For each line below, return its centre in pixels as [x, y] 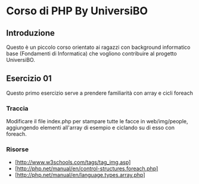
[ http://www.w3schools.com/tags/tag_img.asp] [73, 163]
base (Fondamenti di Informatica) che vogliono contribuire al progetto [91, 54]
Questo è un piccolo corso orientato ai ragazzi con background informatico [98, 47]
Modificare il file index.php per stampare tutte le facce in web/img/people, [97, 121]
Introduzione [31, 33]
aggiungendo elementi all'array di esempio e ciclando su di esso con [90, 128]
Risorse [17, 149]
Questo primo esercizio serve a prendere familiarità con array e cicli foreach [100, 93]
